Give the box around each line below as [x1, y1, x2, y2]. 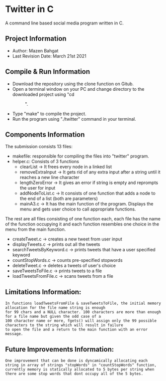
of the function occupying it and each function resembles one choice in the [5, 221, 160, 227]
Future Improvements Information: [5, 345, 114, 354]
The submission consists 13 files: [5, 144, 73, 150]
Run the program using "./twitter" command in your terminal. [12, 116, 136, 122]
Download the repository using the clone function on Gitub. [12, 81, 134, 87]
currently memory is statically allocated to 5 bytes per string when [5, 367, 155, 372]
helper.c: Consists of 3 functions [12, 159, 80, 165]
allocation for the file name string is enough [5, 305, 106, 310]
